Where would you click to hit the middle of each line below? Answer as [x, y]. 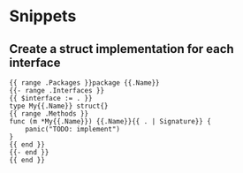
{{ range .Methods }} [49, 114]
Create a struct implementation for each [121, 49]
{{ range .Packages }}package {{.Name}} [85, 83]
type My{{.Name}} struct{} [59, 106]
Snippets [43, 16]
